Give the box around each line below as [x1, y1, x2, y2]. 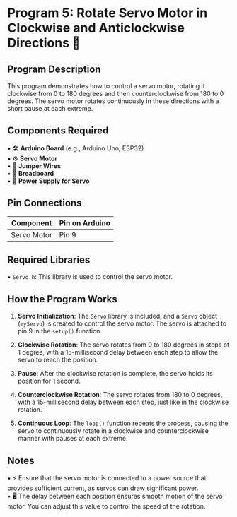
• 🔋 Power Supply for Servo [7, 177, 90, 185]
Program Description [7, 63, 101, 75]
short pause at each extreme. [7, 105, 93, 112]
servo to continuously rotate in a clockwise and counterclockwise [17, 427, 209, 435]
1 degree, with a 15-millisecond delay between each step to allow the [17, 348, 219, 357]
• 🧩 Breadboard [7, 169, 54, 177]
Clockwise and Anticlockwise [7, 20, 185, 36]
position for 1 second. [17, 376, 81, 386]
